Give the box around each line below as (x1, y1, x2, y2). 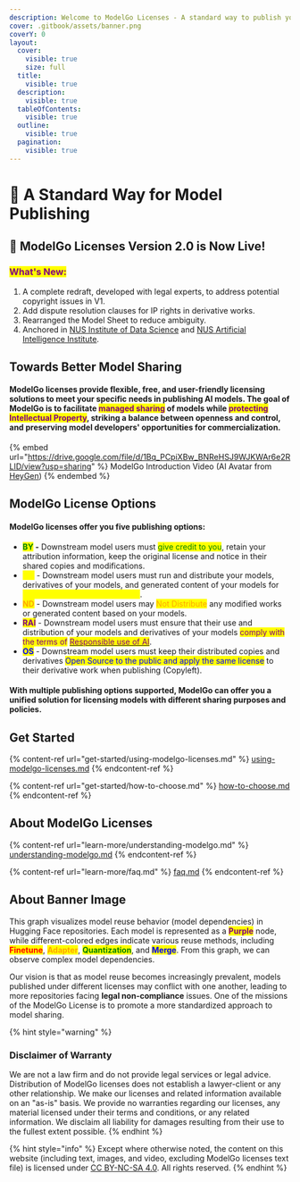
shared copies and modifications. (21, 560, 146, 571)
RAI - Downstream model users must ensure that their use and (21, 617, 253, 628)
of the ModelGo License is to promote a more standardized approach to (9, 1000, 273, 1010)
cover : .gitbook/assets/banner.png (9, 21, 142, 30)
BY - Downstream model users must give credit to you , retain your (21, 541, 266, 552)
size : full (25, 63, 66, 72)
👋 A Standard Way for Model (9, 184, 223, 205)
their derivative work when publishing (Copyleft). (21, 665, 203, 675)
